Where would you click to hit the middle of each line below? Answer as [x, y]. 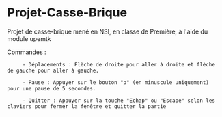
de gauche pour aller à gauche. [53, 70]
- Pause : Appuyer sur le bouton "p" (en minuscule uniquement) [116, 82]
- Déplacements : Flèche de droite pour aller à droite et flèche [119, 64]
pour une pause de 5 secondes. [52, 88]
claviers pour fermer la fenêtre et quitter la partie [87, 106]
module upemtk [29, 38]
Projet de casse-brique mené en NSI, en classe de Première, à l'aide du [108, 31]
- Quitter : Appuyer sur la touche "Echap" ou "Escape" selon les [119, 101]
